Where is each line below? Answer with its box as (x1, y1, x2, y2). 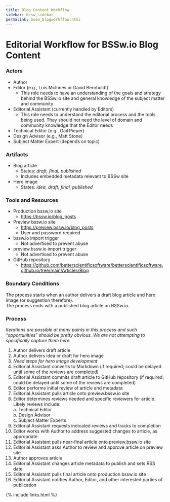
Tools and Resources (6, 197, 59, 204)
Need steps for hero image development (13, 358, 98, 364)
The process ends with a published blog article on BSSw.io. (6, 302, 130, 308)
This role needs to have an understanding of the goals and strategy (20, 90, 161, 96)
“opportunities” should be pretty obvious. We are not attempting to (6, 332, 146, 338)
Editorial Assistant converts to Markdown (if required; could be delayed (13, 364, 161, 370)
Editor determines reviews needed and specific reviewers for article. (13, 396, 156, 402)
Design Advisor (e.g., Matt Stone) (13, 133, 83, 139)
